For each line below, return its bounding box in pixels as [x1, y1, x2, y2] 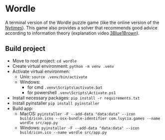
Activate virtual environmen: [12, 68, 71, 74]
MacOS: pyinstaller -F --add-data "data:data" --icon [19, 111, 136, 117]
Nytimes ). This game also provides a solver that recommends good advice [5, 24, 158, 30]
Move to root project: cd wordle [12, 58, 77, 64]
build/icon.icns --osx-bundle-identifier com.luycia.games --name [19, 116, 161, 121]
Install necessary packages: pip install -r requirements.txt [12, 95, 140, 101]
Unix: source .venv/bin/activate [19, 73, 88, 80]
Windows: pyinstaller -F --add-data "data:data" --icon [19, 125, 140, 131]
